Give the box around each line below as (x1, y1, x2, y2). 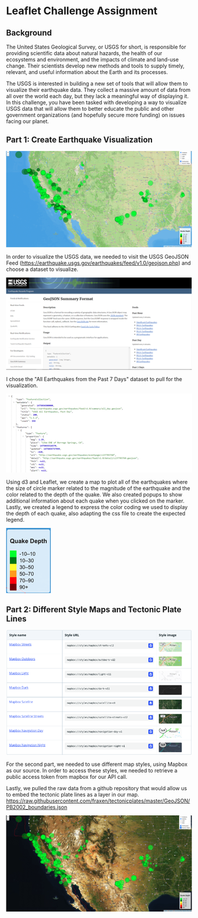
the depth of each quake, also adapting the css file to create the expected (6, 510, 186, 517)
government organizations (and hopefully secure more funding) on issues (6, 111, 185, 118)
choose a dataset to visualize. (6, 266, 78, 273)
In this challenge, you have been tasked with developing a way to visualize (6, 99, 187, 106)
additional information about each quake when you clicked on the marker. (6, 497, 184, 504)
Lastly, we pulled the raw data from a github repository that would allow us (6, 784, 187, 791)
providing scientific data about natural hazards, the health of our (6, 50, 163, 57)
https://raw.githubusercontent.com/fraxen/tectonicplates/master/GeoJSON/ (6, 797, 190, 804)
